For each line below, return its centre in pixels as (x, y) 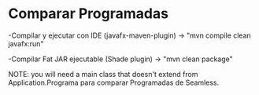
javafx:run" (26, 43)
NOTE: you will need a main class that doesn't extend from (103, 74)
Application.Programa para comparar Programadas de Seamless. (114, 82)
